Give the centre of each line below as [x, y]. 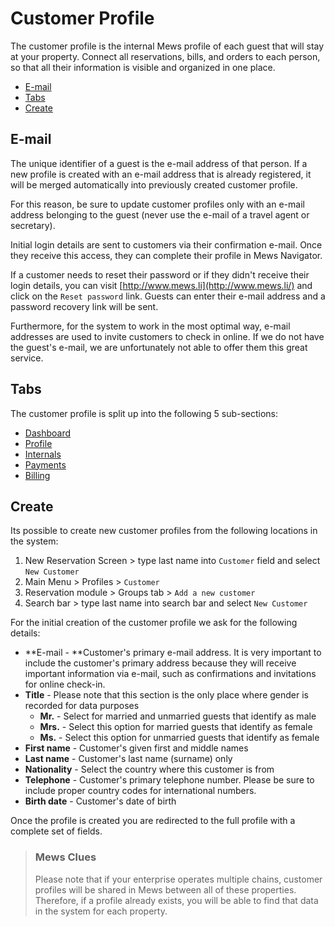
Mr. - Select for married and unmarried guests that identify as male [178, 716]
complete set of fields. [56, 831]
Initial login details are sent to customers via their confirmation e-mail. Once [166, 244]
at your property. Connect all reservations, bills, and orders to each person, [165, 56]
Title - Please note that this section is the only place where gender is [166, 695]
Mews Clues [65, 857]
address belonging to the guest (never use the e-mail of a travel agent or [160, 214]
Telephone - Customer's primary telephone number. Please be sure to [169, 780]
